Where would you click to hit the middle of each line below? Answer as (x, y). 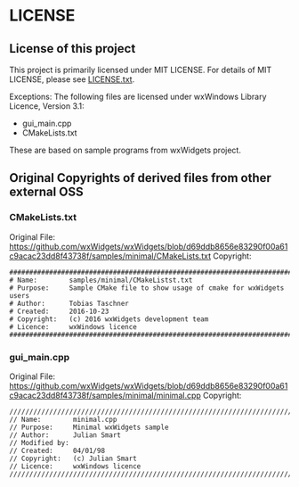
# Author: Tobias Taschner (69, 303)
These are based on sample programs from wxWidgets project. (125, 150)
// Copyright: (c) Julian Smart (73, 458)
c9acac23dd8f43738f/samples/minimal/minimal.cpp (105, 395)
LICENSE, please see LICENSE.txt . (72, 79)
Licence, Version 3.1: (47, 106)
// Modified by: (39, 442)
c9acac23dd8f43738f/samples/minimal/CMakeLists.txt (110, 256)
